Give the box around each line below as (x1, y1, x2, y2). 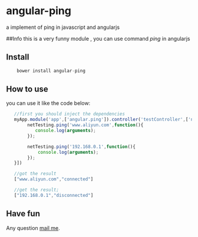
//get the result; (14, 187, 60, 193)
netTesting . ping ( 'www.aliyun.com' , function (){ (27, 122, 144, 128)
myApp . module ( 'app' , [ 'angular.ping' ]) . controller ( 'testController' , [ (14, 117, 189, 123)
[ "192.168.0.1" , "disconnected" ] (14, 192, 94, 198)
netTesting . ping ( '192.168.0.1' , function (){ (27, 143, 136, 150)
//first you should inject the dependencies (14, 111, 126, 117)
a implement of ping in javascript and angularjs (6, 24, 120, 31)
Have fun (6, 209, 40, 219)
